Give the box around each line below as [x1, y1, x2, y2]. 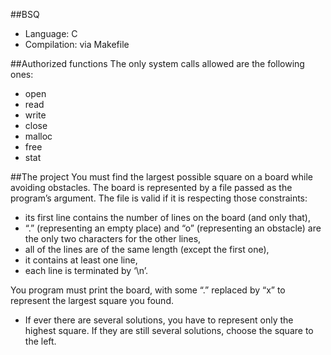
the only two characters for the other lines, [24, 233, 202, 244]
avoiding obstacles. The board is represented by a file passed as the [10, 182, 293, 193]
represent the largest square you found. [10, 295, 174, 306]
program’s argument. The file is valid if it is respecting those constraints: [10, 192, 308, 204]
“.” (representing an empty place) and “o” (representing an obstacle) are [24, 222, 322, 234]
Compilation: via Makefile [24, 39, 130, 50]
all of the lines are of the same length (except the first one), [24, 244, 270, 255]
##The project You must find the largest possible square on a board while [10, 171, 313, 183]
